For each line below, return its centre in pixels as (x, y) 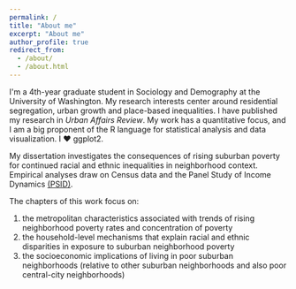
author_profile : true (49, 42)
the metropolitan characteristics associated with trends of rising (138, 218)
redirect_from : (37, 50)
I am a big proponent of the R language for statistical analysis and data (138, 129)
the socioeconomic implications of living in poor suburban (128, 255)
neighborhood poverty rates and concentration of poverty (127, 227)
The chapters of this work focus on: (74, 201)
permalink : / (33, 17)
